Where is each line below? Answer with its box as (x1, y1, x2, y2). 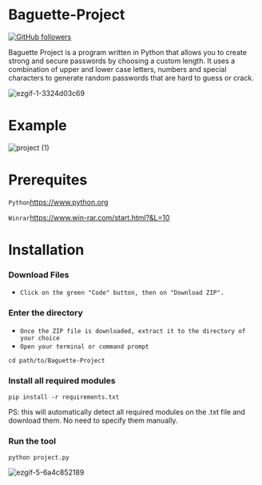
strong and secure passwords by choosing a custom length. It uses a (8, 56, 236, 66)
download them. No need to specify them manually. (8, 415, 178, 425)
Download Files (8, 269, 69, 280)
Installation (8, 241, 85, 259)
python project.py (8, 454, 69, 462)
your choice (19, 334, 60, 342)
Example (8, 117, 67, 135)
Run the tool (8, 435, 57, 447)
